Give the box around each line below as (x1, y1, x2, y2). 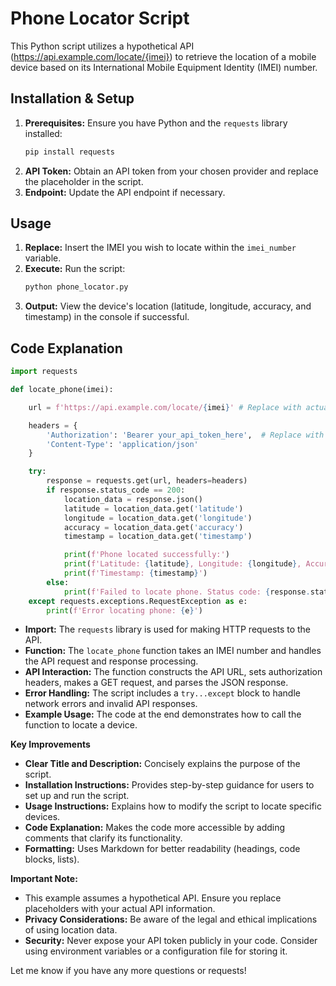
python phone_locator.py (24, 282, 129, 292)
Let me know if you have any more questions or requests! (10, 965, 247, 977)
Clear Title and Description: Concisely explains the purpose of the (24, 758, 301, 770)
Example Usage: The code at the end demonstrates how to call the (24, 708, 302, 721)
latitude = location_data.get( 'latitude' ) (63, 503, 244, 514)
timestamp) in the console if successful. (24, 311, 190, 323)
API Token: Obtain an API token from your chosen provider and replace (24, 165, 319, 177)
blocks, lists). (24, 853, 80, 866)
